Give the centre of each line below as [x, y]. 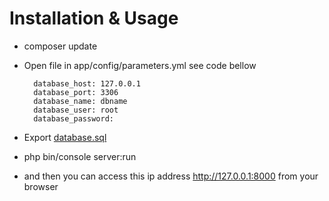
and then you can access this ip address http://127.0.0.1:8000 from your [171, 176]
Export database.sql [65, 137]
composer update [60, 46]
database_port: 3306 [76, 92]
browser [41, 186]
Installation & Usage [94, 18]
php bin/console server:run [80, 156]
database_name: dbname [80, 101]
